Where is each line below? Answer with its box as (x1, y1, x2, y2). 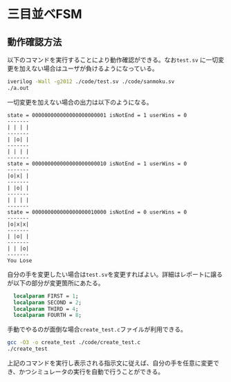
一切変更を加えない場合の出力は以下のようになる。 (7, 98, 153, 106)
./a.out (7, 84, 30, 91)
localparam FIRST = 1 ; (13, 292, 79, 300)
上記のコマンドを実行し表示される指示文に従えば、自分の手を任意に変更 (7, 359, 213, 367)
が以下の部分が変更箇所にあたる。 (7, 278, 104, 287)
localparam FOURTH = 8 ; (13, 312, 82, 319)
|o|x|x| (7, 221, 30, 228)
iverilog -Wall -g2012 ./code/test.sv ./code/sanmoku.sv (7, 78, 175, 85)
